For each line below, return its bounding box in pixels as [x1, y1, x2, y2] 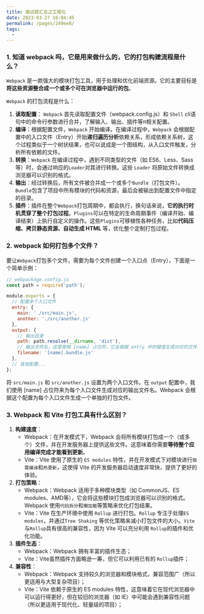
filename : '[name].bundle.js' [17, 350, 94, 356]
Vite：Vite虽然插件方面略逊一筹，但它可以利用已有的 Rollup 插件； [24, 555, 189, 563]
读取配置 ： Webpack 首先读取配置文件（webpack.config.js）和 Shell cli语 [15, 110, 196, 118]
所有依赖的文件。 [20, 149, 64, 156]
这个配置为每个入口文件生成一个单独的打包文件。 [11, 394, 134, 401]
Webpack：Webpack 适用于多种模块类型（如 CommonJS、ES [24, 487, 180, 494]
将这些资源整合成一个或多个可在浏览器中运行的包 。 [6, 85, 134, 92]
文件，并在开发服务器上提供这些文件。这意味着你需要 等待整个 [35, 441, 189, 448]
